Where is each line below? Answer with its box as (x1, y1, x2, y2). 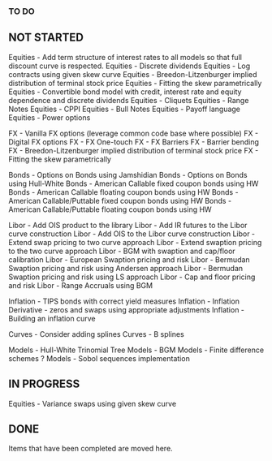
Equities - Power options (8, 112, 91, 123)
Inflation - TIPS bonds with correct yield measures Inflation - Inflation (8, 296, 240, 306)
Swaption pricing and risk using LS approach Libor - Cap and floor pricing (8, 272, 256, 282)
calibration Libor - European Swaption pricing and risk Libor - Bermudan (8, 254, 250, 265)
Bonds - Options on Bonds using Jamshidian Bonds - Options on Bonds (8, 170, 248, 179)
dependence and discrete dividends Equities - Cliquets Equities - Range (8, 95, 249, 105)
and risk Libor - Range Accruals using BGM (8, 280, 153, 290)
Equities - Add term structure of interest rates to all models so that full (8, 52, 242, 62)
